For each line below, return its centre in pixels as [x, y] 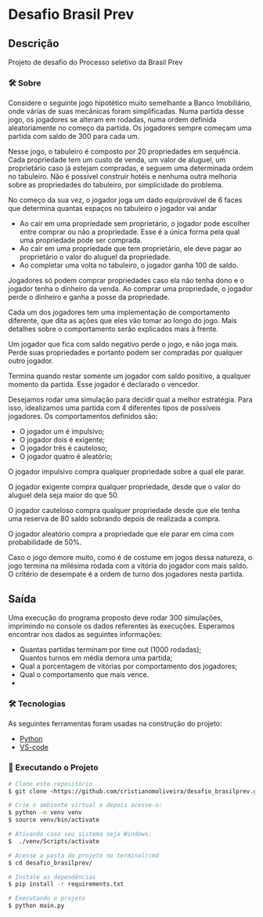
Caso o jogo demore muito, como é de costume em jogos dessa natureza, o [130, 558]
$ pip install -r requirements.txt [66, 884]
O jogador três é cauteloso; [63, 448]
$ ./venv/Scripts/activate [54, 841]
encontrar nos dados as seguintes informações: [85, 635]
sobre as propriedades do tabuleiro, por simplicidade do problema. [116, 185]
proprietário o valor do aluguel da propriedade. [95, 257]
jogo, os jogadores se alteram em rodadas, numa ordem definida [112, 120]
